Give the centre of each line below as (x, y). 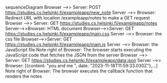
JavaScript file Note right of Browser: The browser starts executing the (78, 50)
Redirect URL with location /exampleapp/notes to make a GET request (77, 18)
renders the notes (24, 76)
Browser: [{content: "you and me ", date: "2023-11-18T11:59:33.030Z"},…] (81, 65)
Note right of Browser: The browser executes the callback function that (79, 71)
